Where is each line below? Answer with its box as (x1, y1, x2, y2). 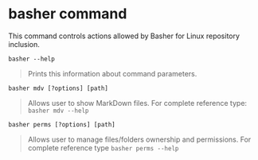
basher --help (8, 55, 56, 63)
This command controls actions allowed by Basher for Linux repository (8, 31, 240, 41)
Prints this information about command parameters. (27, 68, 197, 78)
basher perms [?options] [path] (8, 120, 115, 128)
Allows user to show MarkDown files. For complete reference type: (27, 98, 248, 107)
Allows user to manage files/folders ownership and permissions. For (27, 135, 252, 144)
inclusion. (8, 39, 40, 49)
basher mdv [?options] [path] (8, 84, 109, 92)
